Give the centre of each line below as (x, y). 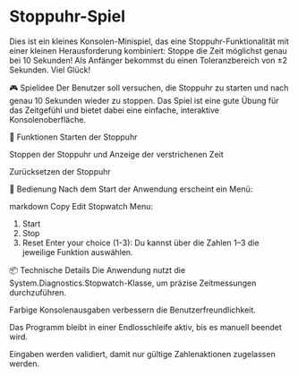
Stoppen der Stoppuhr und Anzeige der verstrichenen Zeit (116, 154)
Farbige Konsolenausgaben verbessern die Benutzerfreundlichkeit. (133, 310)
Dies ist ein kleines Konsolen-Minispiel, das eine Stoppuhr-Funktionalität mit (149, 41)
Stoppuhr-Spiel (67, 17)
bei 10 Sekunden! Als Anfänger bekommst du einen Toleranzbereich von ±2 (149, 60)
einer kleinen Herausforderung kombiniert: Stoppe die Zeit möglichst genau (149, 50)
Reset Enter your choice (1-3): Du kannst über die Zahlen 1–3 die (140, 243)
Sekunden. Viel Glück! (50, 70)
